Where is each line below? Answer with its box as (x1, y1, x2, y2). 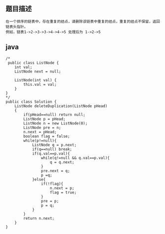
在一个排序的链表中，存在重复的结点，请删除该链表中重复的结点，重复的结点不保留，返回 (5, 19, 160, 24)
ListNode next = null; (14, 69, 61, 74)
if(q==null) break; (32, 147, 72, 152)
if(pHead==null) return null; (23, 112, 85, 117)
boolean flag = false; (23, 134, 70, 139)
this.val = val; (23, 82, 57, 87)
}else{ (32, 177, 46, 182)
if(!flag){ (41, 181, 64, 186)
